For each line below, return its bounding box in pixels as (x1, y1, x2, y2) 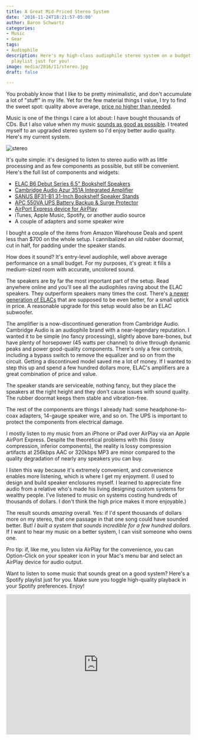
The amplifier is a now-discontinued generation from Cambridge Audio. (6, 320, 180, 327)
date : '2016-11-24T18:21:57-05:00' (6, 14, 94, 20)
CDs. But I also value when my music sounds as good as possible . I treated (6, 121, 189, 128)
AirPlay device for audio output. (6, 559, 83, 566)
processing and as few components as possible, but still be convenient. (6, 163, 180, 170)
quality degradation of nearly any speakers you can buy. (6, 455, 143, 462)
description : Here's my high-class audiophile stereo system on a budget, (6, 53, 194, 59)
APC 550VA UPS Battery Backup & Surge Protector (14, 199, 138, 206)
